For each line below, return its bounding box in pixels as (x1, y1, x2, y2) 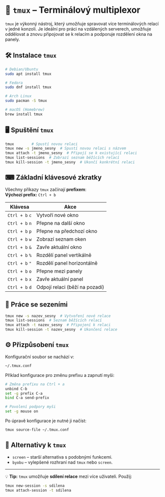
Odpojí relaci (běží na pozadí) (36, 283, 105, 290)
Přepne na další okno (36, 219, 85, 226)
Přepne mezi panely (36, 268, 82, 275)
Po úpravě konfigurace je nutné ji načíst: (5, 418, 87, 424)
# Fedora (5, 80, 23, 85)
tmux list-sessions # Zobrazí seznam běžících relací (5, 155, 120, 160)
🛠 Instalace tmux (5, 51, 57, 60)
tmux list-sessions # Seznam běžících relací (5, 318, 102, 323)
